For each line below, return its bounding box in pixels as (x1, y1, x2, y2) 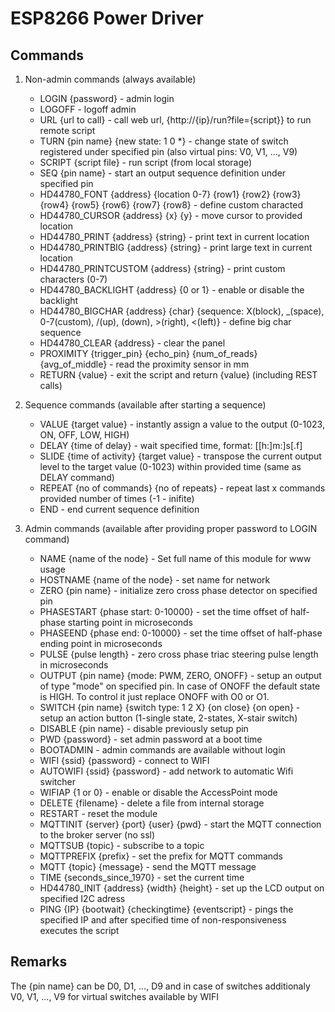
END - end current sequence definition (39, 503, 200, 515)
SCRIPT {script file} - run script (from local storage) (39, 157, 253, 168)
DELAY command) (39, 472, 115, 483)
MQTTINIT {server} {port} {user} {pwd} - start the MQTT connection (39, 818, 322, 830)
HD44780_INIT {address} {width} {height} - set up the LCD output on (39, 882, 325, 894)
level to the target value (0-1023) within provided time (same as (39, 461, 302, 472)
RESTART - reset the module (39, 808, 158, 819)
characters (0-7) (39, 273, 108, 285)
